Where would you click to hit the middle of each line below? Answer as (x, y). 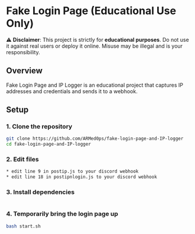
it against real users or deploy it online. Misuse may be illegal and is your (95, 46)
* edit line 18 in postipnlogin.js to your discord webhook (82, 177)
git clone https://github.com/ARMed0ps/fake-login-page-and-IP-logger (95, 139)
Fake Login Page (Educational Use (91, 11)
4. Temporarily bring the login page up (62, 214)
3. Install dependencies (40, 192)
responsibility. (23, 52)
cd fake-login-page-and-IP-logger (49, 144)
